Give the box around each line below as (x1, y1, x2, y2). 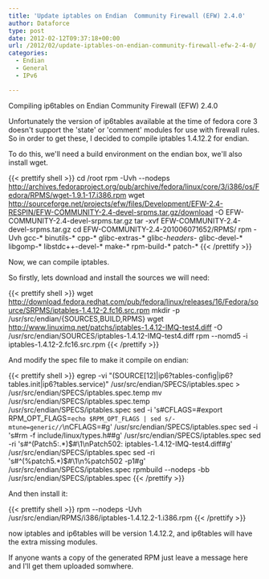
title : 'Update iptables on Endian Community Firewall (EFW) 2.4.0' (8, 11, 247, 20)
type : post (8, 27, 45, 35)
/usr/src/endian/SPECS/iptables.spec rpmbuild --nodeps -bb (8, 464, 210, 474)
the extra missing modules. (8, 536, 98, 547)
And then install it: (8, 488, 68, 499)
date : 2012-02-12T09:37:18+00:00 (8, 34, 120, 43)
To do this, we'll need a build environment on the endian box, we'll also (8, 149, 243, 158)
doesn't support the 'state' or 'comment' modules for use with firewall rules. (8, 125, 260, 134)
